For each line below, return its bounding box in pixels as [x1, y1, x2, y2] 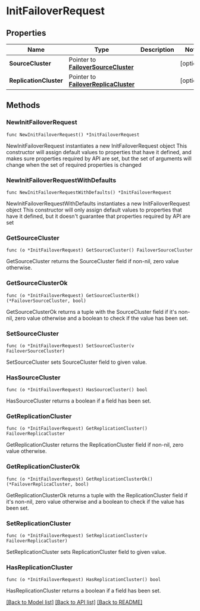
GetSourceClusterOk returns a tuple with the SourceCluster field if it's [6, 308, 177, 315]
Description [140, 46, 174, 54]
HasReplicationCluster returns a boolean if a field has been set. [6, 587, 161, 594]
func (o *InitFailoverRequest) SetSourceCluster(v [6, 342, 135, 349]
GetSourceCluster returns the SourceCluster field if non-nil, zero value [6, 258, 179, 265]
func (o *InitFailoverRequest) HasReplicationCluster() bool [6, 576, 161, 583]
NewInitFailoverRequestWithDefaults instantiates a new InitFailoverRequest [6, 199, 190, 207]
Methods [6, 100, 40, 111]
